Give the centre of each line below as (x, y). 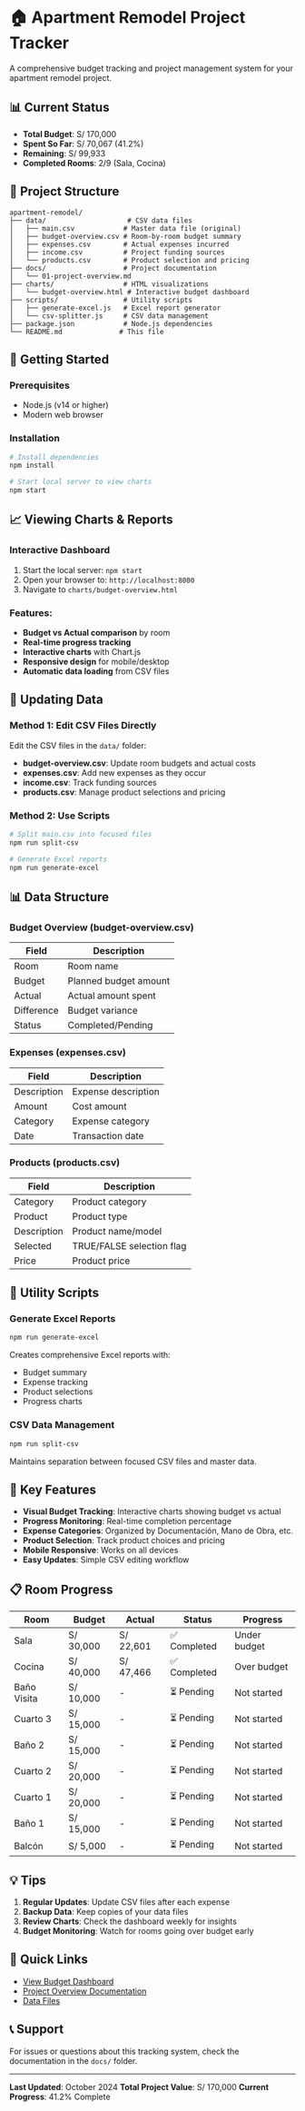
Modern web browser (63, 415)
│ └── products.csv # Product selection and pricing (129, 260)
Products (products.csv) (65, 1163)
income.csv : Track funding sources (89, 782)
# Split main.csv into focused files (81, 835)
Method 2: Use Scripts (60, 816)
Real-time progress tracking (77, 642)
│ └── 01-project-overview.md (70, 276)
